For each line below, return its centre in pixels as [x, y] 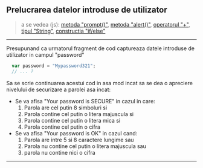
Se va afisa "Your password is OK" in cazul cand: [76, 133]
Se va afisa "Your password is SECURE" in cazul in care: [85, 101]
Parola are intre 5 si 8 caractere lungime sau [79, 140]
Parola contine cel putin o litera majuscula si [79, 114]
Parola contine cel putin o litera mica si [72, 120]
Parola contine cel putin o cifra [62, 127]
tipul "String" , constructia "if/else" [63, 31]
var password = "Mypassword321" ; [54, 66]
